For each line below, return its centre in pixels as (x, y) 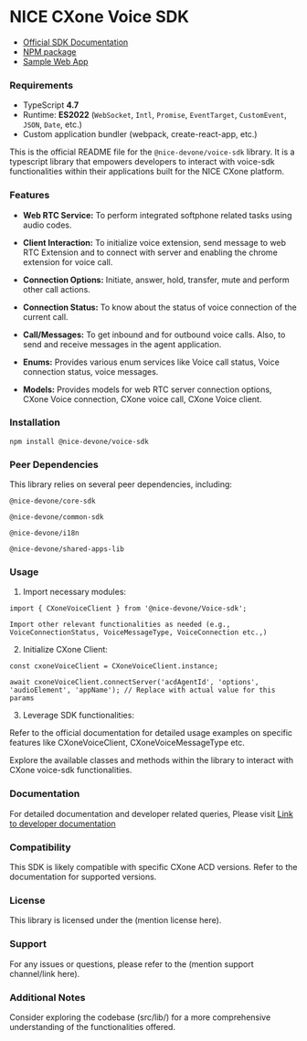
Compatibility (40, 847)
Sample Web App (55, 61)
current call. (45, 316)
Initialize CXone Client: (65, 650)
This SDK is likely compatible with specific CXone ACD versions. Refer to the (153, 867)
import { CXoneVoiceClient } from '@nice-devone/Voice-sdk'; (128, 609)
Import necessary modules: (74, 592)
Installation (35, 422)
